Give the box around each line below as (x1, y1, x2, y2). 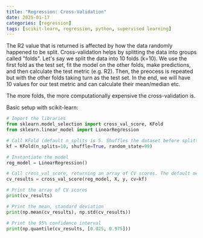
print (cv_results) (6, 193, 53, 199)
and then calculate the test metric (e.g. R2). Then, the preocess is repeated (6, 67, 193, 75)
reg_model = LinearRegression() (6, 160, 88, 166)
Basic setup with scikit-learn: (6, 104, 79, 111)
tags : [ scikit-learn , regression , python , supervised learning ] (6, 25, 172, 32)
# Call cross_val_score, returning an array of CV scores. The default (6, 171, 190, 177)
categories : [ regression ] (6, 20, 71, 26)
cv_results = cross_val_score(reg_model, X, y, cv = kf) (6, 176, 147, 183)
